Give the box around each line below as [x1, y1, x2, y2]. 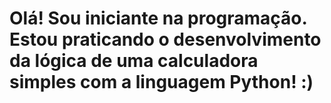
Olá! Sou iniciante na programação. [9, 7, 308, 30]
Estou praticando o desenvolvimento [9, 28, 322, 51]
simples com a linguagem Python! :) [9, 71, 314, 94]
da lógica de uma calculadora [9, 50, 259, 72]
